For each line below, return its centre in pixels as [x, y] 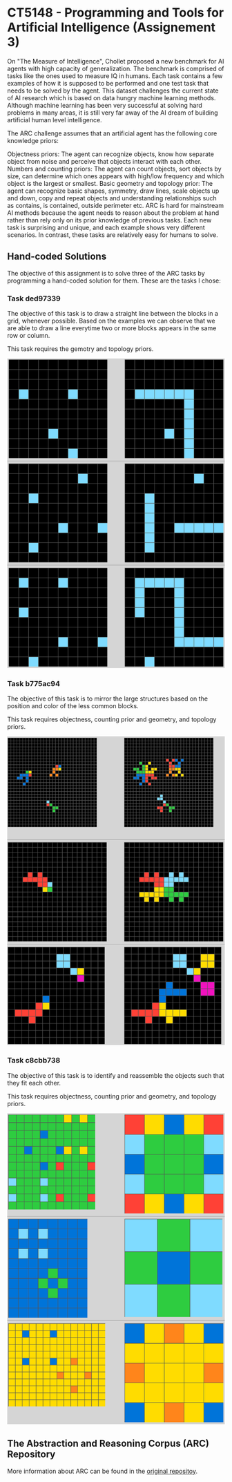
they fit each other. [34, 1083]
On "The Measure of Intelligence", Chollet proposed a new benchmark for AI [116, 61]
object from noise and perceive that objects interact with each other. [105, 161]
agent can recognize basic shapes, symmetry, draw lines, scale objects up [113, 191]
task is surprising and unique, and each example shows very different [106, 227]
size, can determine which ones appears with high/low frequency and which [116, 176]
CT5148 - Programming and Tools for [116, 13]
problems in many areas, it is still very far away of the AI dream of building [113, 113]
